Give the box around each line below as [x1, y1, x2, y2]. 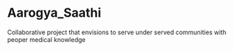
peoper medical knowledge [7, 35, 86, 43]
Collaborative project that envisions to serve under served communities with [7, 28, 227, 36]
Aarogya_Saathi [7, 5, 102, 21]
